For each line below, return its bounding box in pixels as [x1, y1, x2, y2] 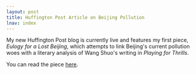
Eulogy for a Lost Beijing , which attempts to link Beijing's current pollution [6, 43, 191, 50]
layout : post [6, 8, 39, 15]
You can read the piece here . [6, 61, 79, 68]
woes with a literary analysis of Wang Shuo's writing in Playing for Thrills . [6, 49, 189, 57]
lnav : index [6, 20, 36, 26]
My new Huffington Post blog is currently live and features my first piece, [6, 37, 189, 44]
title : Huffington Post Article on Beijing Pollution [6, 14, 145, 20]
